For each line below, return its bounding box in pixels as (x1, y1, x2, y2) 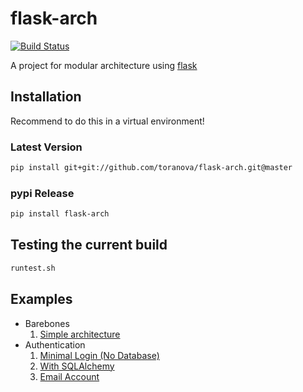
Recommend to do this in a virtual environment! (10, 115, 205, 127)
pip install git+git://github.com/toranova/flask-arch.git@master (10, 163, 293, 173)
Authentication (24, 338, 86, 351)
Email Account (39, 370, 100, 382)
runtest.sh (10, 263, 56, 273)
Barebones (24, 317, 70, 329)
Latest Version (10, 140, 83, 154)
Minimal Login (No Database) (39, 349, 160, 361)
